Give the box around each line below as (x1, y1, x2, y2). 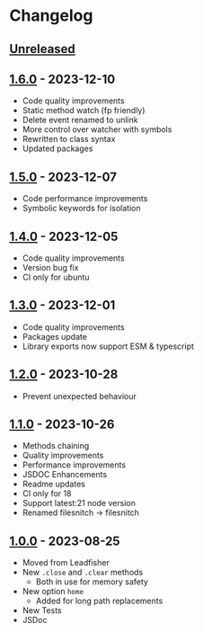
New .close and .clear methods (22, 567, 144, 578)
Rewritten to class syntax (22, 134, 116, 145)
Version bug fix (22, 263, 79, 273)
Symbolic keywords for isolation (22, 203, 141, 214)
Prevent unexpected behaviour (22, 390, 137, 401)
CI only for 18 (22, 488, 72, 499)
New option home (22, 586, 84, 597)
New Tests (22, 605, 62, 616)
